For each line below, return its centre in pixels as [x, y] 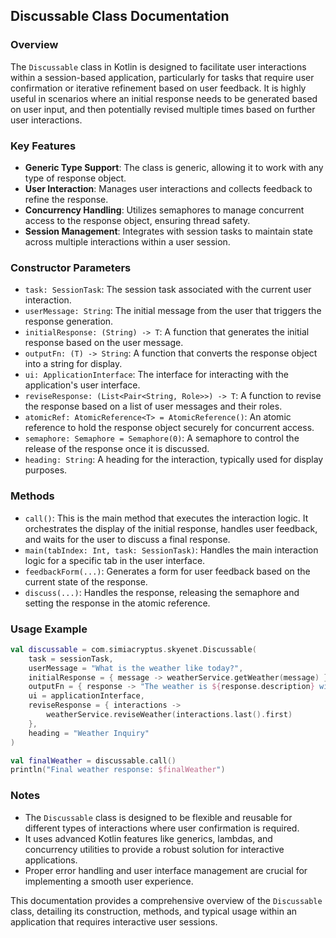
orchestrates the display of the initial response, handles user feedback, [171, 528]
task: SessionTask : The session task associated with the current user [168, 290]
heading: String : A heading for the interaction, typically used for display [174, 460]
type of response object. [75, 178]
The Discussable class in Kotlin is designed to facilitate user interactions [158, 66]
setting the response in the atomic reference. [117, 603]
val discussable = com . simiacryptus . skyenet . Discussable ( [133, 649]
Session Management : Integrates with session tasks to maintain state [168, 231]
